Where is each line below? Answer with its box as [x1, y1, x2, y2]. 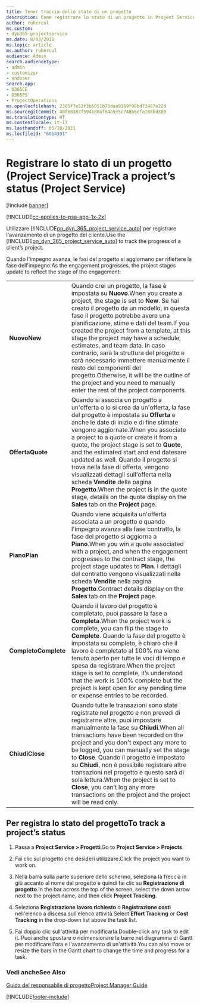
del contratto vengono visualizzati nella [71, 570, 181, 578]
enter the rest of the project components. [71, 386, 186, 394]
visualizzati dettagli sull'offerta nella [71, 470, 171, 478]
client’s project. [6, 244, 43, 251]
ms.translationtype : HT [6, 114, 65, 120]
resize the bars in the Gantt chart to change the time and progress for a [14, 947, 190, 954]
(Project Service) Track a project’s [6, 170, 176, 183]
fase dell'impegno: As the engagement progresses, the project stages [6, 262, 176, 269]
